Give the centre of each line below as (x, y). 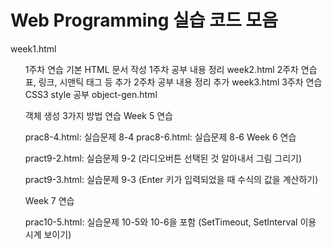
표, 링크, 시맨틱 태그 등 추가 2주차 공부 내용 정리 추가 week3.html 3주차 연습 (173, 82)
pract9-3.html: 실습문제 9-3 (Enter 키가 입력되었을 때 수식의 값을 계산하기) (171, 179)
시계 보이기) (48, 234)
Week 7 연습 (49, 200)
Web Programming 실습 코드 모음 (144, 20)
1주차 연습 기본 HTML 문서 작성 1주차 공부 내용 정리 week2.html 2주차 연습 (171, 69)
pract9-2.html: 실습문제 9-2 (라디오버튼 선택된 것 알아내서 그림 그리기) (163, 158)
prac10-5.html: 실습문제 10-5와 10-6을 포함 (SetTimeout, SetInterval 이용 (170, 222)
